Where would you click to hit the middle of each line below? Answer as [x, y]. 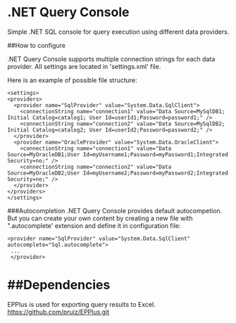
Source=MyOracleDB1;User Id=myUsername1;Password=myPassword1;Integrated [118, 154]
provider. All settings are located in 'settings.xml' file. [84, 66]
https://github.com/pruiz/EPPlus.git [58, 312]
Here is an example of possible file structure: [72, 80]
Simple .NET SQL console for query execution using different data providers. [118, 32]
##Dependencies [59, 285]
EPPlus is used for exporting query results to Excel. [82, 304]
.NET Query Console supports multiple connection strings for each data [111, 59]
